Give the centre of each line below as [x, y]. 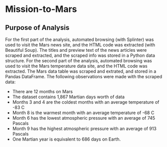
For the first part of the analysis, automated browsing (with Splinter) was [80, 39]
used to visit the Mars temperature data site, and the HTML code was [77, 66]
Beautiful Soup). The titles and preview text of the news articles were [76, 50]
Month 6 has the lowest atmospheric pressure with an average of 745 [84, 118]
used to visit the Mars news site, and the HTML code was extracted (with [80, 45]
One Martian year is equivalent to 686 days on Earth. [67, 139]
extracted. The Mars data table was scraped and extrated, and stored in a [81, 71]
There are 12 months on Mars [43, 91]
